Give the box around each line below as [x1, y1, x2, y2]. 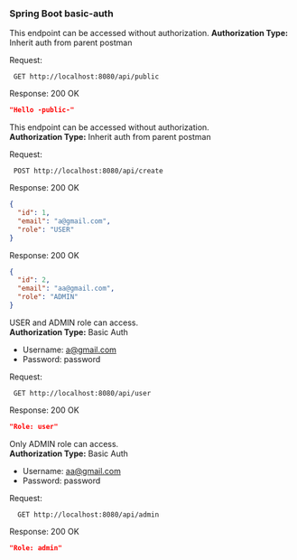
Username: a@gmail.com [22, 344, 117, 355]
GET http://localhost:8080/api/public [13, 72, 160, 81]
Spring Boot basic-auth [9, 7, 115, 20]
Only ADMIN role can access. [9, 438, 119, 449]
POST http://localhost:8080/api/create [13, 166, 164, 176]
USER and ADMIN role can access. [9, 317, 139, 328]
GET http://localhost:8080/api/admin [17, 509, 160, 519]
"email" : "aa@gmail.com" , [17, 284, 116, 294]
